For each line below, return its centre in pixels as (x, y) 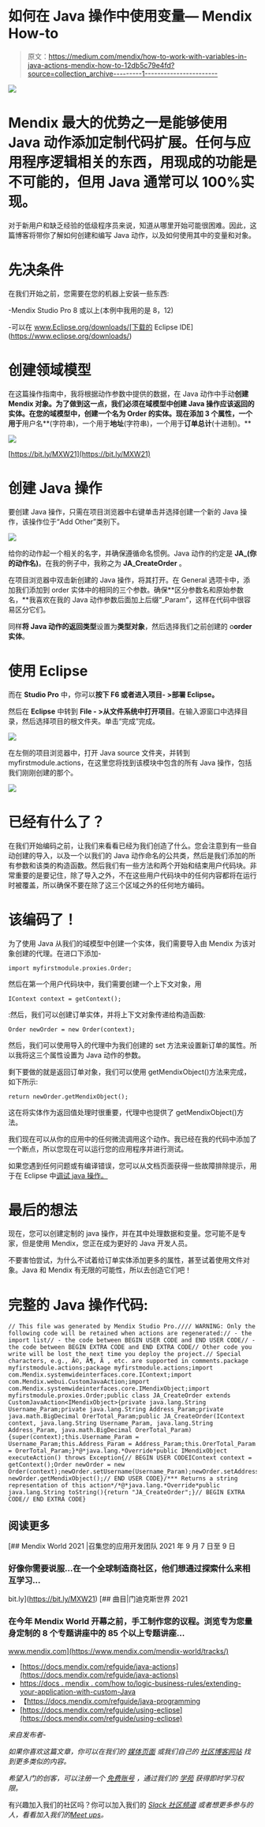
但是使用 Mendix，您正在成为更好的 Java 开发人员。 (106, 1243)
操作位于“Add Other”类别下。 (77, 522)
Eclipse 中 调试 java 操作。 (65, 1175)
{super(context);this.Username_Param (70, 1437)
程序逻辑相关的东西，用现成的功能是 (140, 162)
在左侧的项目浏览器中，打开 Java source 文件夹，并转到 (99, 752)
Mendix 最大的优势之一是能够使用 (118, 123)
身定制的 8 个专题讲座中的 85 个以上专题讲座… (97, 1633)
